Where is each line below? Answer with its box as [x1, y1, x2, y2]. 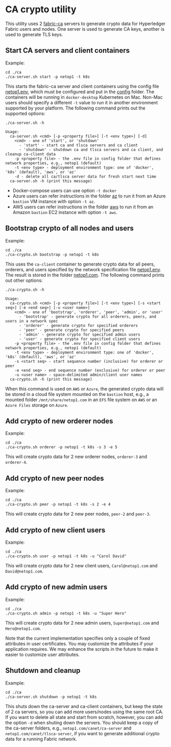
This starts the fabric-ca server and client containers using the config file [5, 83, 159, 89]
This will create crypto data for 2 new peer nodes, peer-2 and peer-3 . [5, 511, 151, 517]
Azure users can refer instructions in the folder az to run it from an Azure [12, 193, 166, 199]
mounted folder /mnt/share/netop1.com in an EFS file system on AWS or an [5, 397, 157, 403]
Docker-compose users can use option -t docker [12, 187, 117, 193]
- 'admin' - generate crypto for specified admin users [18, 332, 140, 337]
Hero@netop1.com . [5, 625, 41, 631]
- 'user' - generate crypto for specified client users [18, 336, 140, 341]
